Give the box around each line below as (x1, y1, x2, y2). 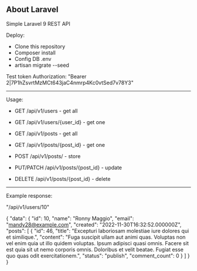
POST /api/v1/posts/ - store (14, 152, 81, 160)
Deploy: (6, 32, 25, 39)
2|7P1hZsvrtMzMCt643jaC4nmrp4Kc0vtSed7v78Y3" (6, 79, 134, 86)
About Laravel (6, 5, 59, 15)
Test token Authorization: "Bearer (6, 73, 87, 80)
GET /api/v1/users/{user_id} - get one (14, 118, 106, 125)
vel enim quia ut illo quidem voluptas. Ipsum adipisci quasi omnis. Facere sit (6, 239, 189, 246)
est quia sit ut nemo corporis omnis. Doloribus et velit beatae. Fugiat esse (6, 246, 184, 253)
